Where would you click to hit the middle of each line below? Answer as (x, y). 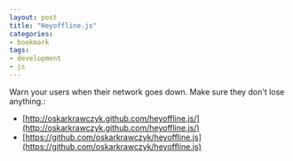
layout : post (33, 17)
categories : (31, 34)
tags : (19, 50)
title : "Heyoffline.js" (53, 26)
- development (36, 58)
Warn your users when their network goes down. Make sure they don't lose (147, 92)
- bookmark (29, 42)
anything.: (28, 101)
